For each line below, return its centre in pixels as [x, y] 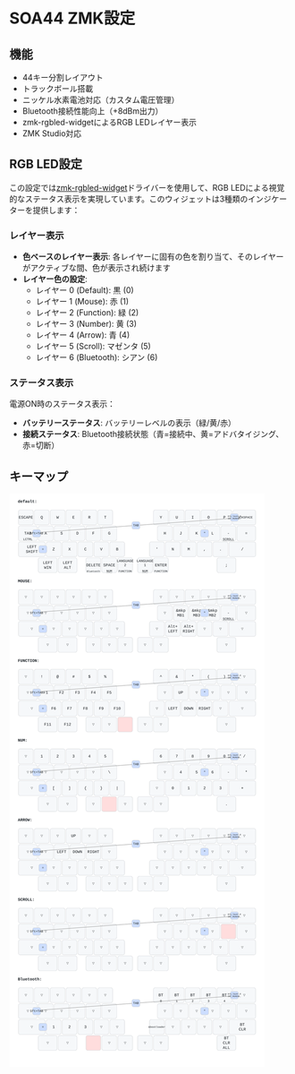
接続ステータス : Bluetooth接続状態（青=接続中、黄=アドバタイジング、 [153, 434]
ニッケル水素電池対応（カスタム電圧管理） [101, 100]
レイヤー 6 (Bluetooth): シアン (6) [97, 357]
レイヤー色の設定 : [55, 279]
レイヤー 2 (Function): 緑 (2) [87, 313]
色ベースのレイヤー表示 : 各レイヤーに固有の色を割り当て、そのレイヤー [153, 257]
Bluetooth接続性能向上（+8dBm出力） [93, 111]
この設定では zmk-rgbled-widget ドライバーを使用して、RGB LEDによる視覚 [147, 187]
